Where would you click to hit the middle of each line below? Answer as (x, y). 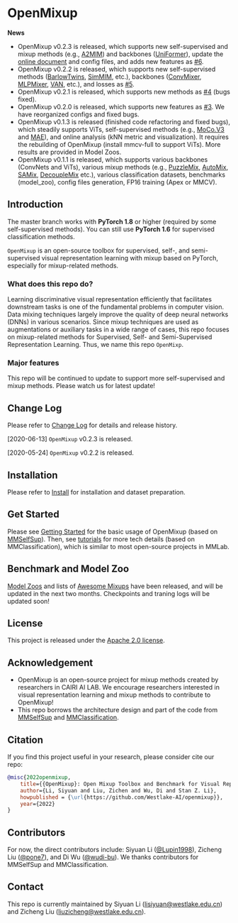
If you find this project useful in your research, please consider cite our (111, 757)
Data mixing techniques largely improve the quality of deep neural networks (118, 314)
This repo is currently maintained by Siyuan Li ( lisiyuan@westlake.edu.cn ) (115, 904)
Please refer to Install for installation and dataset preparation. (96, 492)
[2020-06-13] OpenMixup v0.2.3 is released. (70, 439)
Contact (25, 887)
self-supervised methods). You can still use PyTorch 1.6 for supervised (111, 229)
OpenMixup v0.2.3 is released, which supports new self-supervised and (123, 46)
